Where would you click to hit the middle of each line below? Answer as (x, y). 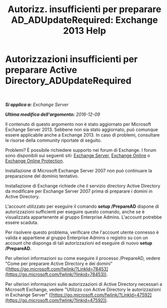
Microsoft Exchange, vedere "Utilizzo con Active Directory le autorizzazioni (83, 289)
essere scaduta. (22, 222)
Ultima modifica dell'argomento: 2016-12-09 (53, 114)
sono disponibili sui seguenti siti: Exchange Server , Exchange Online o (78, 155)
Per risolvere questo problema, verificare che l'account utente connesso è (82, 232)
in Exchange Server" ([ (29, 295)
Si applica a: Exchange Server (37, 104)
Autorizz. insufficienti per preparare (85, 9)
